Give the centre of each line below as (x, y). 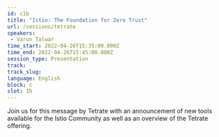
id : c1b (18, 14)
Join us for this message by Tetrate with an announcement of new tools (110, 111)
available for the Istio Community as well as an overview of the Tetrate (108, 118)
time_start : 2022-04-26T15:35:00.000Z (63, 46)
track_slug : (24, 72)
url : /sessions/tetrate (42, 26)
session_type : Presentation (48, 59)
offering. (19, 126)
